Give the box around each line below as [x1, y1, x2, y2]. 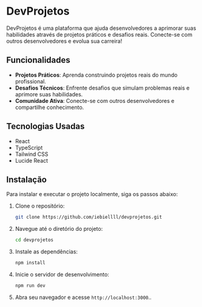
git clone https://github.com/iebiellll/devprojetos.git [15, 214, 163, 221]
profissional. [15, 77, 47, 85]
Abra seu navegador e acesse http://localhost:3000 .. [15, 294, 152, 301]
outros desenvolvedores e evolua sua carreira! [6, 37, 123, 44]
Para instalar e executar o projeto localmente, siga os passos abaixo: [6, 191, 178, 198]
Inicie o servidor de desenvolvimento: [15, 271, 109, 278]
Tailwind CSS [15, 150, 49, 158]
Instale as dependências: [15, 248, 78, 255]
